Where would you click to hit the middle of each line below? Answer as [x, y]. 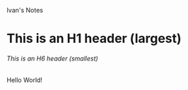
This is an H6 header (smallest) [52, 58]
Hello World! [25, 80]
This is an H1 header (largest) [94, 39]
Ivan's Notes [25, 10]
